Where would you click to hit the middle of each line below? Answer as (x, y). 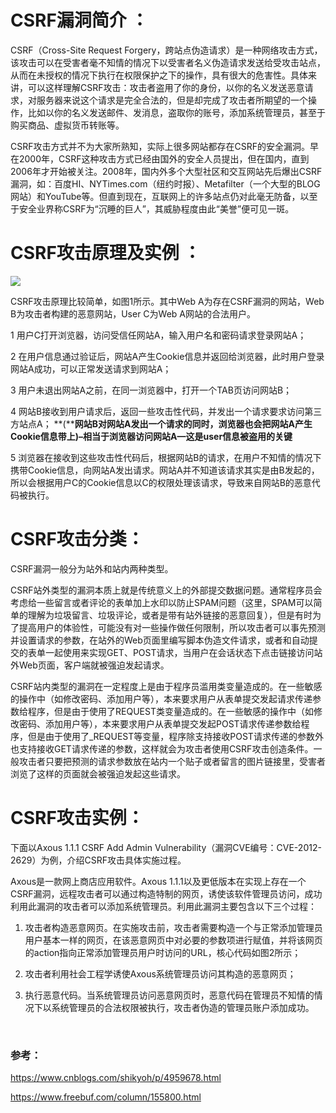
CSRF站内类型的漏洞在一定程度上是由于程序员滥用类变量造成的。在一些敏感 (166, 686)
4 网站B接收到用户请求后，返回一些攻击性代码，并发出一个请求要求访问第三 (166, 411)
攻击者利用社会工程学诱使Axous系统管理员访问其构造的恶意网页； (160, 973)
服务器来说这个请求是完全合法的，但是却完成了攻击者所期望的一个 (172, 100)
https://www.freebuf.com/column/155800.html (106, 1097)
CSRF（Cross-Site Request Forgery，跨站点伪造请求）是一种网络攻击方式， (166, 50)
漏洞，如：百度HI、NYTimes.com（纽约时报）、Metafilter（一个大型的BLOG (165, 183)
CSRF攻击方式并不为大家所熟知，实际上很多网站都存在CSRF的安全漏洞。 (160, 146)
